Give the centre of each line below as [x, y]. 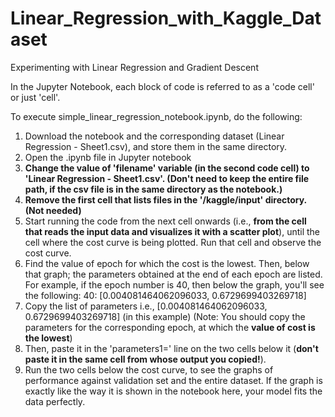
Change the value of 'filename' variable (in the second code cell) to [167, 168]
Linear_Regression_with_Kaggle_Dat [166, 18]
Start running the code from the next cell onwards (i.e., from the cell [165, 221]
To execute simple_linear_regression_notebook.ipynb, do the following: [156, 116]
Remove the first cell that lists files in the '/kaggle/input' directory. [165, 199]
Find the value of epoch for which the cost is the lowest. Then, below [167, 263]
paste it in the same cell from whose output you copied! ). [145, 359]
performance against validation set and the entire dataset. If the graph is [173, 380]
